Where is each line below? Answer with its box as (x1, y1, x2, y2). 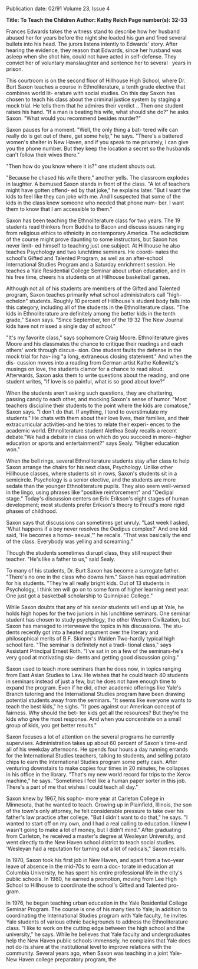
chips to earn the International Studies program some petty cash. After (6, 759, 178, 765)
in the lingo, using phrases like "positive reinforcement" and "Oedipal (6, 489, 174, 496)
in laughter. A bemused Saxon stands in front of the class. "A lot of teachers (6, 180, 190, 187)
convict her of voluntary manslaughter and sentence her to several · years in (6, 59, 192, 66)
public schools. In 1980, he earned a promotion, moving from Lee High (6, 876, 177, 882)
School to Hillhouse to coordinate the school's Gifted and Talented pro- (6, 882, 179, 889)
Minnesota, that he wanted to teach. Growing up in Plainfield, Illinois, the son (6, 801, 192, 808)
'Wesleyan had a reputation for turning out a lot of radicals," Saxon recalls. (6, 845, 187, 852)
